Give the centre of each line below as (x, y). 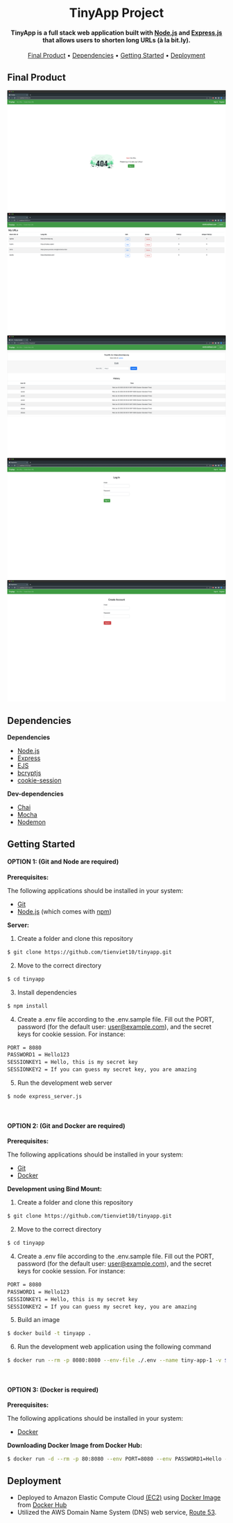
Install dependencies (47, 992)
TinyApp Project (116, 13)
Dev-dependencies (35, 794)
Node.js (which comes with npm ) (64, 911)
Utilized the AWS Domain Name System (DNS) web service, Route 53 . (117, 1513)
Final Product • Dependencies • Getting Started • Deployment (116, 56)
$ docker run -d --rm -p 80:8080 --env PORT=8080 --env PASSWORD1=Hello (114, 1459)
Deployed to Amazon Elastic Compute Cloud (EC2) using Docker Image (119, 1498)
